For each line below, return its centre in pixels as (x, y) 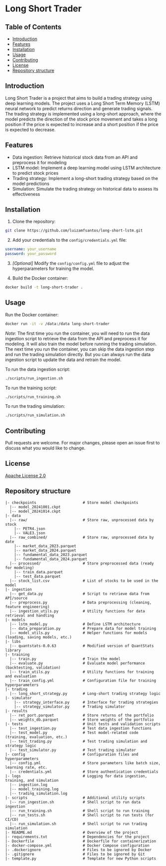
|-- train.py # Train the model (65, 659)
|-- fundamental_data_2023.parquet (51, 555)
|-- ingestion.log (29, 785)
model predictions (31, 184)
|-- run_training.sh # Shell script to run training (80, 811)
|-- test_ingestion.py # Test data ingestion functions (81, 728)
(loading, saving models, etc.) (38, 637)
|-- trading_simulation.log (39, 793)
